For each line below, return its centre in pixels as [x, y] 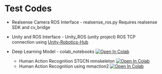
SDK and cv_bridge [31, 27]
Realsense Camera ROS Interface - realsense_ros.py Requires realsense [84, 22]
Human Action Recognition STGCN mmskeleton [67, 61]
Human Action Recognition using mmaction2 [64, 66]
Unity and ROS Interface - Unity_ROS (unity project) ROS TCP [73, 37]
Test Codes [28, 9]
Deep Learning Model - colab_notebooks [53, 51]
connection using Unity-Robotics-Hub [50, 42]
